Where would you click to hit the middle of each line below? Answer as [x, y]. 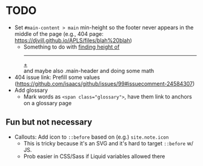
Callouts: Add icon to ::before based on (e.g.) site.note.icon [92, 137]
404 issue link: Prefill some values [57, 77]
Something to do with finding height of [72, 47]
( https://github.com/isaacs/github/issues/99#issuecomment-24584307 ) [105, 83]
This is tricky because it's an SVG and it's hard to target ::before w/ [108, 143]
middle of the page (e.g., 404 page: [59, 33]
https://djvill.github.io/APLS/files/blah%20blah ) [73, 40]
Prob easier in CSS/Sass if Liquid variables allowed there [94, 156]
